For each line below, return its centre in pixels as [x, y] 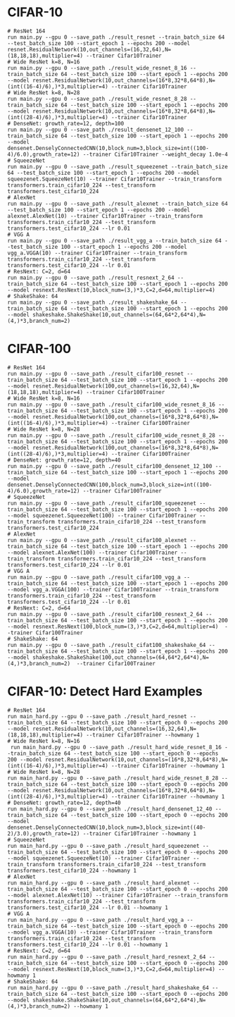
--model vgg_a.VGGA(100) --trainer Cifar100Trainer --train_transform [113, 589]
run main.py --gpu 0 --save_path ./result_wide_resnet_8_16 [97, 68]
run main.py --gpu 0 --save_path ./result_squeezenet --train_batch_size [118, 166]
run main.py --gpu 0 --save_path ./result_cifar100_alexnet [97, 540]
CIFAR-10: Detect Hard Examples [105, 692]
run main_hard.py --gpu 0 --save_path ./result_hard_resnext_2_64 [107, 957]
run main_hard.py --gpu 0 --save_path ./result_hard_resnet [97, 716]
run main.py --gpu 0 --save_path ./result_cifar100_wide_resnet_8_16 [112, 405]
